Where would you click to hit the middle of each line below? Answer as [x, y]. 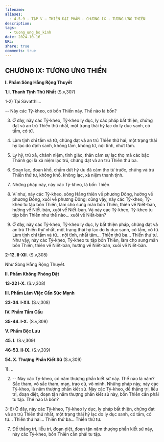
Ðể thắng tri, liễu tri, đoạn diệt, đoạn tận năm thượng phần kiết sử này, [82, 429]
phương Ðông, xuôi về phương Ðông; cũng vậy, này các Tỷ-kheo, [78, 199]
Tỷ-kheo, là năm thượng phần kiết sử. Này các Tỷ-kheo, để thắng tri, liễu [85, 389]
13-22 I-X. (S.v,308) [25, 283]
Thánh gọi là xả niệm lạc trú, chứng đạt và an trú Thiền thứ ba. [75, 161]
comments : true [21, 51]
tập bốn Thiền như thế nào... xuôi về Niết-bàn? [59, 215]
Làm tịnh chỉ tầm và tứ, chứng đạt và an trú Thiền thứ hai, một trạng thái [84, 140]
